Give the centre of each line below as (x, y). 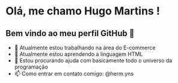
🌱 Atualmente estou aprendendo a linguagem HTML (78, 54)
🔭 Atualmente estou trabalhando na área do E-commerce (85, 48)
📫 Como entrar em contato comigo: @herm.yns (74, 74)
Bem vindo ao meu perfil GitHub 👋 (70, 33)
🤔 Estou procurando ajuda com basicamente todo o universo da (93, 60)
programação (31, 67)
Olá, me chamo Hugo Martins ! (83, 11)
